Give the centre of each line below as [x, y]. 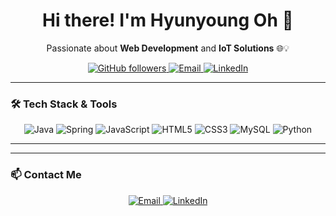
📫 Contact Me [46, 175]
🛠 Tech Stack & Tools [64, 104]
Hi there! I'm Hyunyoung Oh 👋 [168, 20]
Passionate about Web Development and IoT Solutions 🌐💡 [168, 48]
